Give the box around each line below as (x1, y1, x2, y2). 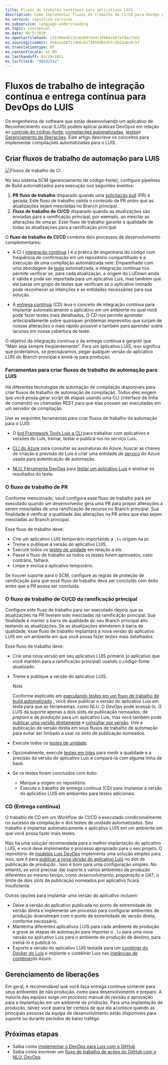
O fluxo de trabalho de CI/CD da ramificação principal (5, 596, 137, 603)
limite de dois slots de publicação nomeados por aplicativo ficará (5, 877, 139, 884)
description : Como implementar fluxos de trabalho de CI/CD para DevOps (5, 12, 160, 17)
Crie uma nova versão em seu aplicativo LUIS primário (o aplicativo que (12, 653, 160, 659)
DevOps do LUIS (5, 101, 74, 113)
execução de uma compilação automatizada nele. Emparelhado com (12, 260, 153, 266)
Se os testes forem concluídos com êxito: (12, 770, 98, 776)
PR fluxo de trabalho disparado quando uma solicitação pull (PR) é (12, 192, 150, 198)
